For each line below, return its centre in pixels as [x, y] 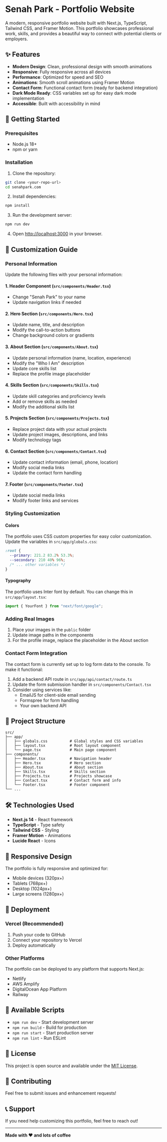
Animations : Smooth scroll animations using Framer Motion [73, 82]
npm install [17, 206]
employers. [17, 39]
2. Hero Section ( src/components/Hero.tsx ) [49, 314]
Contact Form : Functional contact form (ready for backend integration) [85, 88]
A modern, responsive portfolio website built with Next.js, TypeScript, [76, 23]
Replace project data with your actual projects [59, 429]
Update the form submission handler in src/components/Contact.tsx [82, 684]
